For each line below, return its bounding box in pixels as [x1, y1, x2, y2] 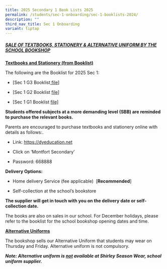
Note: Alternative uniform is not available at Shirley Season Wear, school [5, 253, 162, 259]
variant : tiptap [5, 26, 39, 31]
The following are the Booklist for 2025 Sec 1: [5, 70, 100, 76]
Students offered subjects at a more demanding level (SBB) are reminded [5, 109, 161, 115]
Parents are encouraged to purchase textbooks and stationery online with [5, 124, 158, 130]
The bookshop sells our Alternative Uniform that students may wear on [5, 238, 152, 244]
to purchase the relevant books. [5, 114, 73, 120]
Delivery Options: [5, 169, 43, 175]
